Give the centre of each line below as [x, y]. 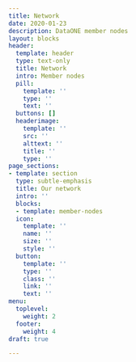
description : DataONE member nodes [68, 31]
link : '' [38, 286]
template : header [45, 53]
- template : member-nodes [59, 211]
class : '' [40, 279]
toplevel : [32, 309]
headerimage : [38, 121]
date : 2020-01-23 [38, 23]
